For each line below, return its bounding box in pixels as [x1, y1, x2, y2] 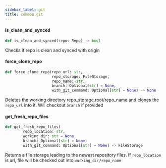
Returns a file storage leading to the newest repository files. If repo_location [5, 152, 161, 158]
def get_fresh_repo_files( [5, 124, 61, 129]
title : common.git [5, 12, 43, 17]
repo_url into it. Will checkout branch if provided [5, 102, 104, 108]
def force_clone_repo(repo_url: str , [5, 69, 83, 74]
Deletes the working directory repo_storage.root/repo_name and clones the [5, 97, 159, 103]
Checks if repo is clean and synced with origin [5, 47, 100, 53]
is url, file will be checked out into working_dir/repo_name [5, 157, 121, 163]
